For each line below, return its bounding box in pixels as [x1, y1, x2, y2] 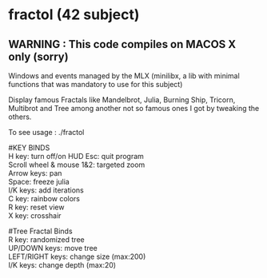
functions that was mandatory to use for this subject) [8, 80, 183, 89]
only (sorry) [8, 50, 70, 63]
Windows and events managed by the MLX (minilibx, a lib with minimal [8, 71, 240, 81]
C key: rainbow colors [8, 194, 81, 203]
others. [8, 112, 32, 121]
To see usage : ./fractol [8, 128, 85, 137]
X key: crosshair [8, 211, 62, 220]
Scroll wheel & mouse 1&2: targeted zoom [8, 160, 145, 169]
